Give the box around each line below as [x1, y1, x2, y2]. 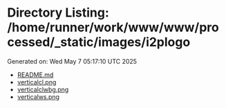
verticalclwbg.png [17, 85, 69, 93]
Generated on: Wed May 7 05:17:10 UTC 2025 [7, 57, 137, 65]
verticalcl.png [17, 78, 57, 86]
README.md [17, 71, 54, 79]
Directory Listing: [7, 5, 109, 21]
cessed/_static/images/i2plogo [7, 35, 191, 50]
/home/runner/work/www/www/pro [7, 19, 219, 35]
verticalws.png [17, 92, 60, 101]
